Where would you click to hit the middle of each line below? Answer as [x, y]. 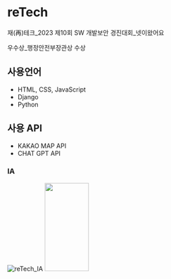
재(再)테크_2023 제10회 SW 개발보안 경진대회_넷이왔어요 [86, 32]
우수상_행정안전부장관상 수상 [46, 47]
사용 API [25, 129]
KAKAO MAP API [42, 146]
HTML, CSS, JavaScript [52, 89]
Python [28, 104]
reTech [28, 12]
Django [28, 97]
